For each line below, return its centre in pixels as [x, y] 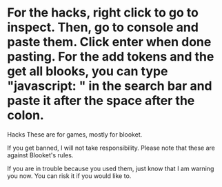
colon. [26, 116]
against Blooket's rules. [40, 155]
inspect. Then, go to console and [103, 27]
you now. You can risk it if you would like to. [69, 176]
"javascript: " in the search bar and [110, 86]
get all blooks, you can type [88, 71]
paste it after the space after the [101, 101]
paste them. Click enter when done [109, 42]
